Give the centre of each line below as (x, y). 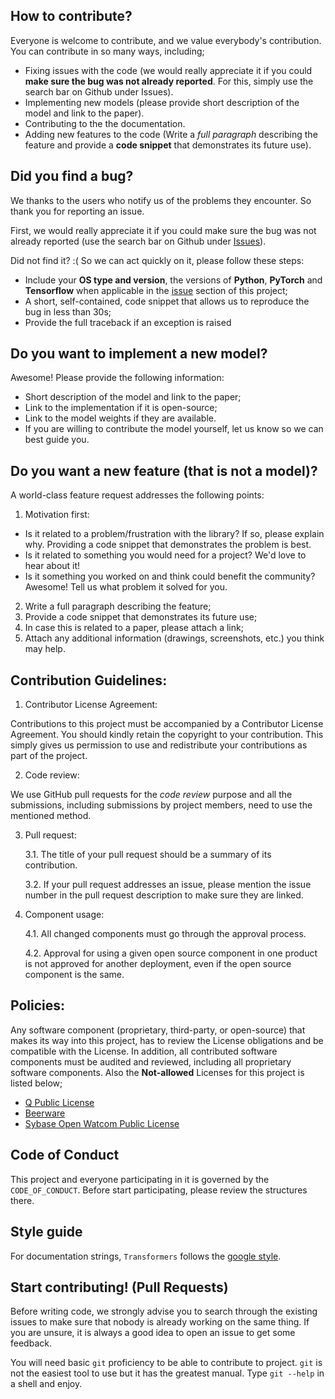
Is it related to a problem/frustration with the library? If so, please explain (174, 534)
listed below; (36, 1083)
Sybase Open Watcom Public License (102, 1123)
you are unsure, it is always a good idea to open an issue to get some (153, 1333)
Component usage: (64, 915)
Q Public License (59, 1102)
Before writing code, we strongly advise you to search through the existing (164, 1311)
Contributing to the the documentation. (105, 123)
